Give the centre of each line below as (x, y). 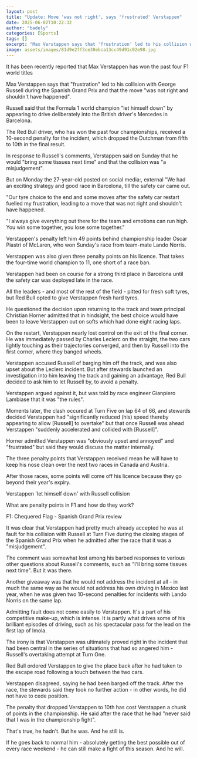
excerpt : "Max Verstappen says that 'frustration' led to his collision (97, 45)
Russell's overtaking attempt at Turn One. (56, 654)
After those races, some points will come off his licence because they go (94, 476)
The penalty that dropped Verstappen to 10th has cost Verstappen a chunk (96, 707)
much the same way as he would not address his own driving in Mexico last (97, 588)
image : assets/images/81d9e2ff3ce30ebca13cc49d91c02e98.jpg (81, 50)
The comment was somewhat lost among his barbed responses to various (96, 558)
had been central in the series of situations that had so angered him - (90, 648)
